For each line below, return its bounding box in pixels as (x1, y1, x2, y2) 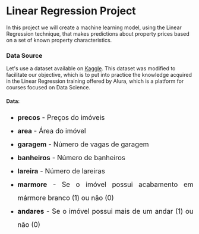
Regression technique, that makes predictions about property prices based (6, 30, 190, 37)
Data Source (6, 51, 43, 60)
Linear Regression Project (6, 4, 137, 18)
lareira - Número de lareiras (17, 167, 105, 176)
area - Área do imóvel (17, 127, 86, 135)
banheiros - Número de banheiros (17, 154, 126, 162)
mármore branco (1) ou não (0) (17, 194, 114, 202)
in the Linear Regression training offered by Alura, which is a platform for (6, 77, 184, 85)
